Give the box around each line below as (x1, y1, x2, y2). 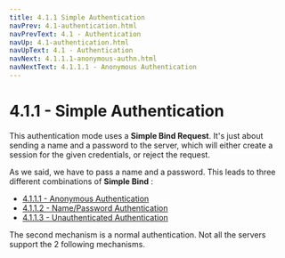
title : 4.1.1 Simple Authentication (9, 12, 145, 22)
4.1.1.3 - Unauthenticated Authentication (21, 212, 169, 222)
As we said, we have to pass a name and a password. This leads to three (9, 166, 276, 177)
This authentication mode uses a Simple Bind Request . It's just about (9, 130, 264, 141)
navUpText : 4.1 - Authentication (9, 46, 134, 55)
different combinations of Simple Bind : (9, 175, 154, 187)
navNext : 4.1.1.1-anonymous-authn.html (9, 54, 158, 63)
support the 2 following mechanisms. (9, 238, 145, 249)
